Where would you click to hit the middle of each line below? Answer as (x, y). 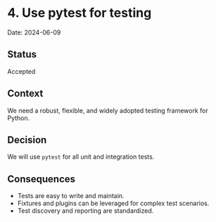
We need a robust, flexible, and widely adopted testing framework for (108, 110)
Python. (19, 118)
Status (22, 54)
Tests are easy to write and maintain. (71, 196)
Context (25, 94)
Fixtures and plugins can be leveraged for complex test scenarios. (113, 203)
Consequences (42, 179)
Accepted (21, 71)
